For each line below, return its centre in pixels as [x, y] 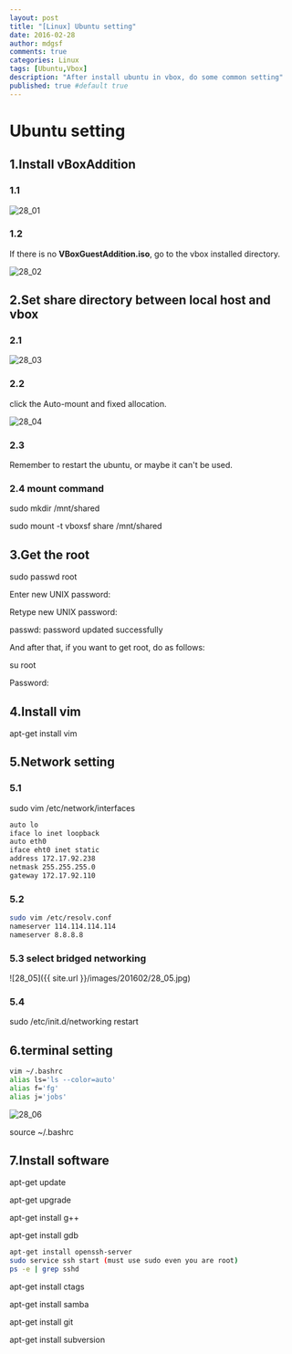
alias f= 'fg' [34, 1088]
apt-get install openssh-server [71, 1252]
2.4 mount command [57, 489]
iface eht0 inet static [55, 850]
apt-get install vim [43, 734]
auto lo [24, 825]
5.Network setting [63, 762]
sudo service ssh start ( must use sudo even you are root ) [124, 1261]
